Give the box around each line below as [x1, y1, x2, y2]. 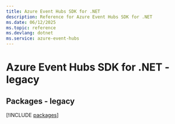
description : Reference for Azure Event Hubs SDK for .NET [6, 14, 153, 20]
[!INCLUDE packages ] [6, 112, 59, 118]
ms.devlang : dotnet [6, 30, 54, 36]
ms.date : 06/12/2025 [6, 19, 57, 25]
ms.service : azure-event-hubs [6, 36, 80, 41]
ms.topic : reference [6, 24, 57, 31]
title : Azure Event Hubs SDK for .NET [6, 8, 100, 15]
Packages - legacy [6, 96, 75, 106]
